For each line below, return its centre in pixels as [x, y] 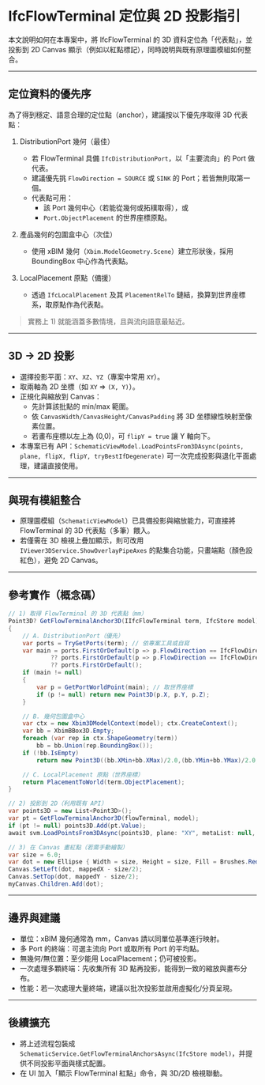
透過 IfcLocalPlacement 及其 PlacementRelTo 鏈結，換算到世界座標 [138, 294]
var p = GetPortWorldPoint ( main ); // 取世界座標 [115, 687]
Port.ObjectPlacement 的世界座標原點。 [107, 217]
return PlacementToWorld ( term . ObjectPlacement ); [104, 782]
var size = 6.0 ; [35, 855]
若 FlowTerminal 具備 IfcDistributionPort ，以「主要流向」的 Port [139, 158]
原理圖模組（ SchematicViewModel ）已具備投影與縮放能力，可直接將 [127, 521]
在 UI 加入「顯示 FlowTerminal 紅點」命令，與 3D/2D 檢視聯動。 [123, 1073]
